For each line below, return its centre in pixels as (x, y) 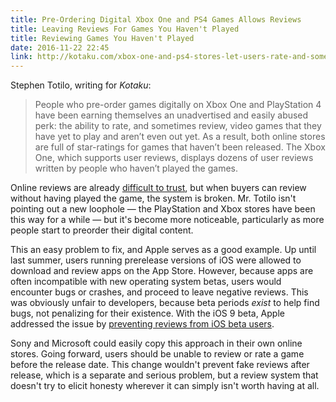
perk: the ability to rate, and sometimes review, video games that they (178, 126)
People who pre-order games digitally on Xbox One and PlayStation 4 (178, 105)
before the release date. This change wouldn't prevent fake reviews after (160, 365)
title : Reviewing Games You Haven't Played (102, 38)
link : (21, 57)
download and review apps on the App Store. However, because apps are (162, 271)
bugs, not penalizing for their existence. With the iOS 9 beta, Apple (147, 313)
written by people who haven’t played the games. (136, 168)
